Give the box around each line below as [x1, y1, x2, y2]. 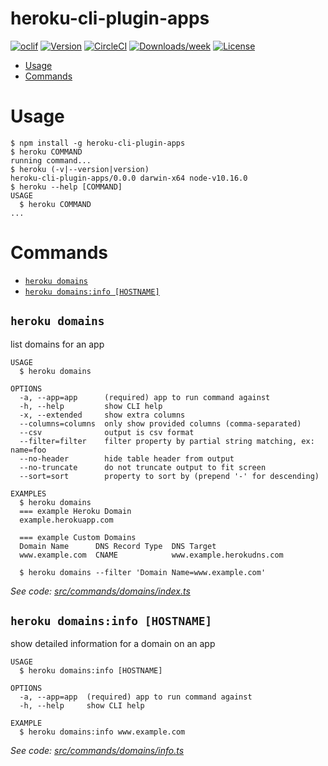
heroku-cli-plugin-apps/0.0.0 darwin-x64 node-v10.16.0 [10, 173, 248, 183]
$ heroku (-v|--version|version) [10, 164, 150, 174]
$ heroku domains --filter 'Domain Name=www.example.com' [19, 567, 267, 577]
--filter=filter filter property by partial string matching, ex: [19, 436, 315, 446]
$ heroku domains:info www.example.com [19, 727, 186, 737]
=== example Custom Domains [19, 532, 137, 542]
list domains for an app [10, 338, 105, 350]
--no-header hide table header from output [19, 453, 235, 464]
